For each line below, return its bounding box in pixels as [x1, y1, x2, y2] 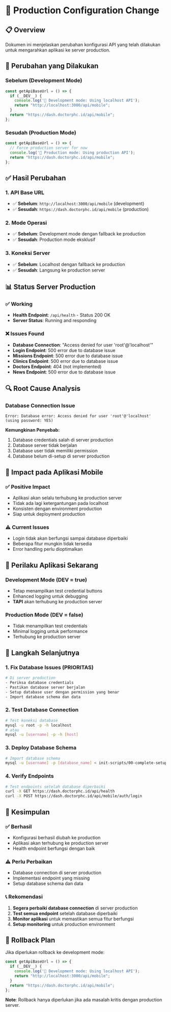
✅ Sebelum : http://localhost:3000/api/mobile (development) [12, 201, 145, 207]
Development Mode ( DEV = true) [5, 576, 88, 583]
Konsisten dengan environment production [12, 505, 102, 512]
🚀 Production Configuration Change [5, 5, 159, 16]
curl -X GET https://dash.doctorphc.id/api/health [5, 789, 115, 794]
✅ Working [5, 301, 33, 308]
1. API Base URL [5, 189, 45, 196]
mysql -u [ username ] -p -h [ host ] [5, 732, 79, 737]
